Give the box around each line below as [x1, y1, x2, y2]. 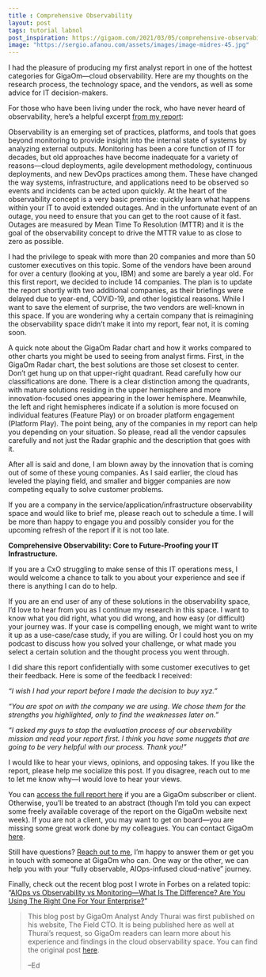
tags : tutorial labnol [8, 26, 83, 34]
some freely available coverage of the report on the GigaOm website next [8, 807, 248, 816]
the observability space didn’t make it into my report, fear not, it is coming [8, 319, 249, 329]
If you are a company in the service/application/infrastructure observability [8, 500, 253, 509]
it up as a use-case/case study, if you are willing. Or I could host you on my [8, 631, 254, 640]
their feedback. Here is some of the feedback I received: [8, 671, 192, 681]
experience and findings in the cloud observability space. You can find [27, 937, 258, 947]
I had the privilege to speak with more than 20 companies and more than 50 [8, 252, 256, 261]
